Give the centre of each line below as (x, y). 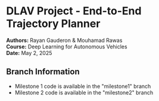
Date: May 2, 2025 (29, 53)
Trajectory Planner (53, 24)
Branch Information (43, 72)
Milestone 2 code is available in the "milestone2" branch (84, 92)
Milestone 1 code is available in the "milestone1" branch (83, 86)
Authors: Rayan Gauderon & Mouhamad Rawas (64, 40)
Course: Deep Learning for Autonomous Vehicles (67, 47)
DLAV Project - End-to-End (74, 11)
